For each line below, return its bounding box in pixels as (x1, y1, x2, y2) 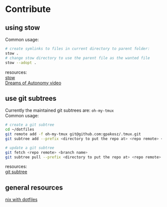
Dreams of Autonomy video (5, 80, 62, 86)
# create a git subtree (5, 122, 55, 128)
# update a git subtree (5, 145, 55, 150)
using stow (5, 23, 40, 32)
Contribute (5, 3, 51, 15)
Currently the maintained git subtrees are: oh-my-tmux (5, 107, 114, 113)
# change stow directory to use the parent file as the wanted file (5, 55, 150, 60)
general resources (5, 183, 63, 192)
